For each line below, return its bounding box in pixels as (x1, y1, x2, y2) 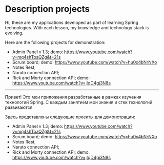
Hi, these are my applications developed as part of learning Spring (5, 20, 139, 25)
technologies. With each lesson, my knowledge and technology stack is (5, 24, 149, 30)
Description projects (5, 3, 90, 15)
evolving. (5, 30, 23, 36)
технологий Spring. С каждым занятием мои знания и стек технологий (5, 99, 153, 105)
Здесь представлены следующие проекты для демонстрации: (5, 114, 135, 120)
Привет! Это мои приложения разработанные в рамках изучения (5, 94, 142, 100)
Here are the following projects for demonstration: (5, 39, 106, 45)
